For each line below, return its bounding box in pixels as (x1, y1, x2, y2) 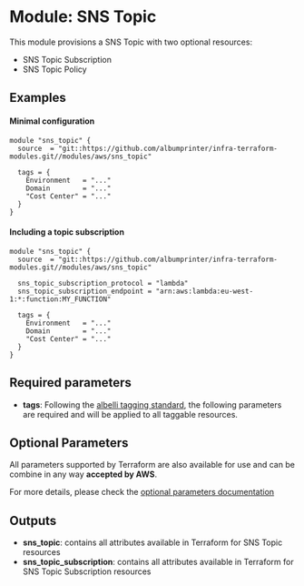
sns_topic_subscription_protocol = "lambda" (17, 278, 189, 288)
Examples (9, 90, 66, 106)
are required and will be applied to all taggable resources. (22, 409, 239, 419)
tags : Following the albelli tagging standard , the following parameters (22, 399, 282, 410)
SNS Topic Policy (22, 64, 88, 75)
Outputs (9, 512, 57, 529)
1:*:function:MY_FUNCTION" (9, 294, 112, 304)
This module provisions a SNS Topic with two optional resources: (9, 36, 252, 47)
